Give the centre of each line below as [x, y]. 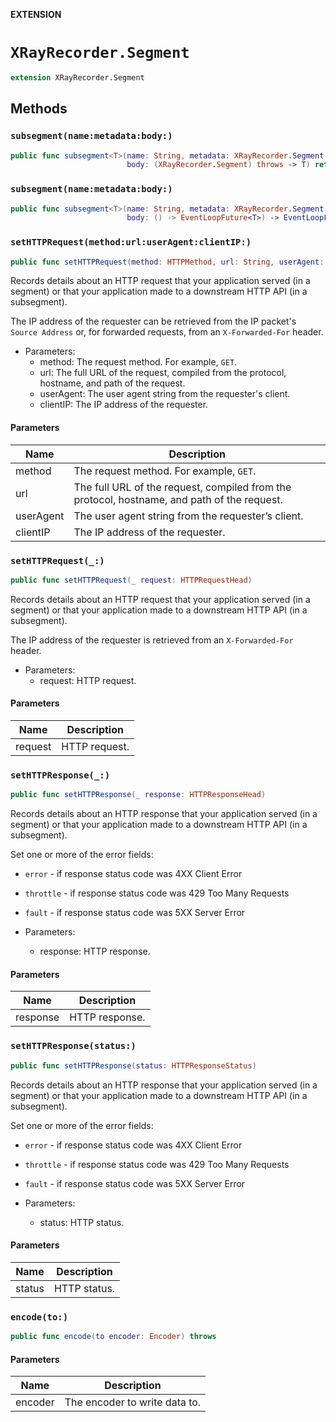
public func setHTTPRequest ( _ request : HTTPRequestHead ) [131, 580]
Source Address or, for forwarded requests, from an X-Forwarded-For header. [167, 332]
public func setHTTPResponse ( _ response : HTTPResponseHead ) [138, 795]
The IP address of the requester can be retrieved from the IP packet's [153, 321]
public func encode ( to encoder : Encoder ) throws [113, 1337]
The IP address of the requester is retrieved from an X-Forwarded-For [152, 640]
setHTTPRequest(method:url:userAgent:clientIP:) [131, 242]
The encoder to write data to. [133, 1402]
